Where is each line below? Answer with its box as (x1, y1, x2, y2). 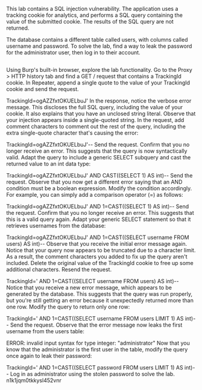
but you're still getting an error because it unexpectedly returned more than (6, 297, 194, 304)
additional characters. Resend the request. (6, 266, 112, 273)
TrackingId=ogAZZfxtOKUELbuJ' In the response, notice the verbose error (6, 97, 192, 104)
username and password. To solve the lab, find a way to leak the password (6, 42, 192, 50)
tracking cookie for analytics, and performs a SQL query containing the (6, 11, 183, 19)
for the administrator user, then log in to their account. (6, 49, 140, 56)
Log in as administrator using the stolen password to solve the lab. (10, 371, 175, 378)
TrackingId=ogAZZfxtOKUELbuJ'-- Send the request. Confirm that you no (6, 141, 190, 149)
